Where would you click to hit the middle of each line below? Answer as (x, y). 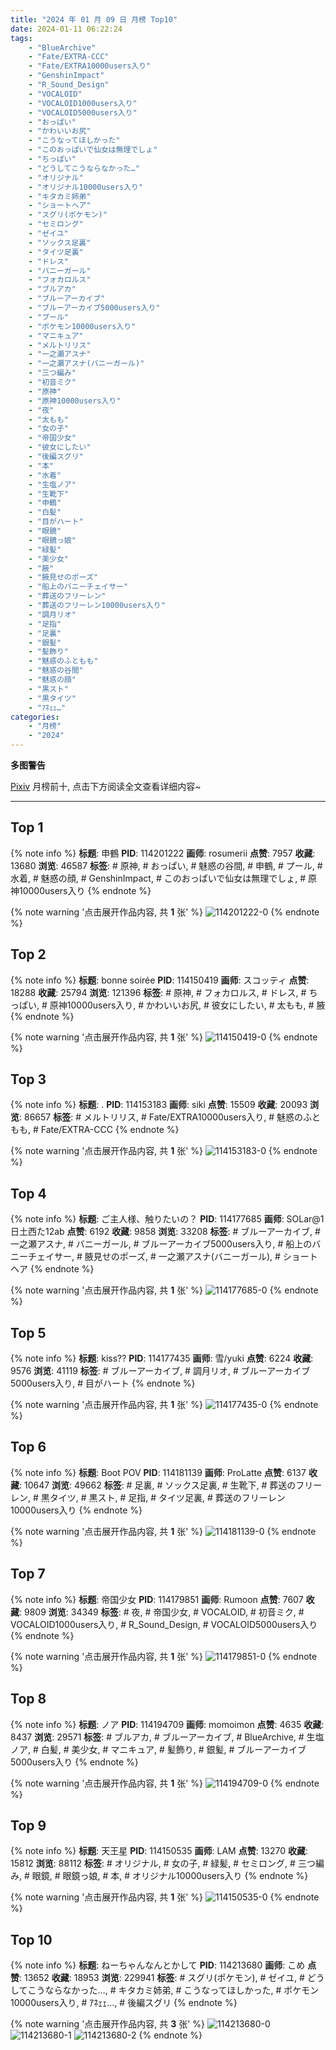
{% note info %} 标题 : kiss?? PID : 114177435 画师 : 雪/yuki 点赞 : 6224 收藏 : (162, 1358)
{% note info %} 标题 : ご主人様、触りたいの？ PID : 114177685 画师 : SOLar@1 (167, 1219)
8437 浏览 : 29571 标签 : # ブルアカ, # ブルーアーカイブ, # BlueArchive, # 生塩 (167, 1737)
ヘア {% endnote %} (52, 1269)
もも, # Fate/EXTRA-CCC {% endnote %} (95, 1130)
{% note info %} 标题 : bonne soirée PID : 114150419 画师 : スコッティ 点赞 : (160, 980)
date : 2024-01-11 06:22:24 (66, 29)
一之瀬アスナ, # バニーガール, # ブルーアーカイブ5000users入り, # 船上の (161, 1244)
